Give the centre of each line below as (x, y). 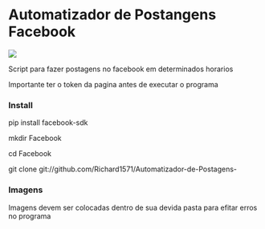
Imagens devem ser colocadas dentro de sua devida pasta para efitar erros (133, 207)
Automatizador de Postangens (112, 15)
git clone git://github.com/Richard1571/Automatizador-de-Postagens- (122, 169)
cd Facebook (30, 154)
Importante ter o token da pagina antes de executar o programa (113, 84)
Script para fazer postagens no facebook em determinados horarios (121, 69)
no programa (30, 216)
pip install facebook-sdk (48, 123)
